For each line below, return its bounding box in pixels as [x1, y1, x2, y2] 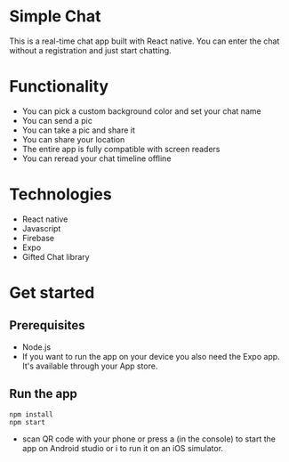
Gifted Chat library [21, 251, 91, 262]
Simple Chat [9, 6, 101, 27]
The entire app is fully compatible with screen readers [21, 143, 221, 154]
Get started [9, 283, 95, 303]
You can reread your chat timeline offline [21, 153, 172, 164]
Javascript [21, 223, 61, 233]
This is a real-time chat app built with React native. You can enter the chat [9, 36, 280, 46]
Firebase [21, 232, 55, 243]
